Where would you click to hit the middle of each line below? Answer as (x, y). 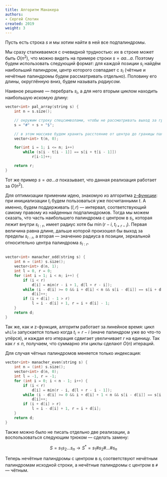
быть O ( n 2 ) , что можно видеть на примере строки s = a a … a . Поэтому (80, 58)
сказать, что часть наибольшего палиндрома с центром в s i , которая (79, 218)
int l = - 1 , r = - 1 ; (35, 376)
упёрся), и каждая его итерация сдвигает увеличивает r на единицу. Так (83, 338)
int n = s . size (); (33, 112)
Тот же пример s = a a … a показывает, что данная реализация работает (81, 180)
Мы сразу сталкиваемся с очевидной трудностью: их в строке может (80, 52)
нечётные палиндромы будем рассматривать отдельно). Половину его (81, 76)
